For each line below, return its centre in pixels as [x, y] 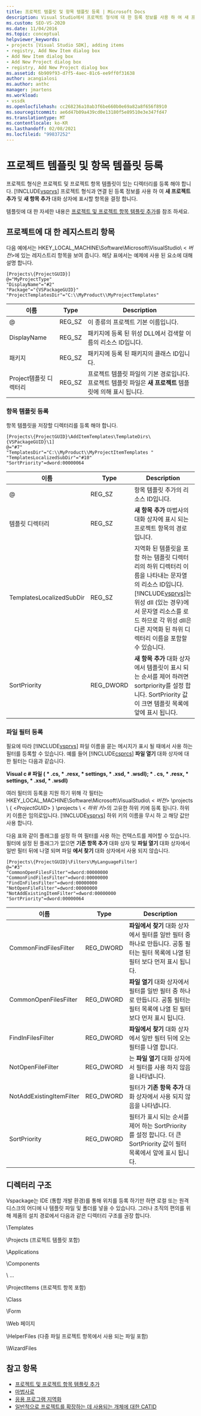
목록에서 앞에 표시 [153, 1153]
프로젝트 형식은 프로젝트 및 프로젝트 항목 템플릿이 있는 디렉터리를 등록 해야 [93, 183]
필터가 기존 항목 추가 [156, 1087]
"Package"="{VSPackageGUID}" [42, 290]
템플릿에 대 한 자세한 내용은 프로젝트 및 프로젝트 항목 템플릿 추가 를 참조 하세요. [98, 211]
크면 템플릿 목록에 [165, 703]
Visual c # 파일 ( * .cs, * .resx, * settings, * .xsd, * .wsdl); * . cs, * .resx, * [98, 774]
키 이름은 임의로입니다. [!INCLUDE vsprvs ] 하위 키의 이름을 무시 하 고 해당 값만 [98, 815]
